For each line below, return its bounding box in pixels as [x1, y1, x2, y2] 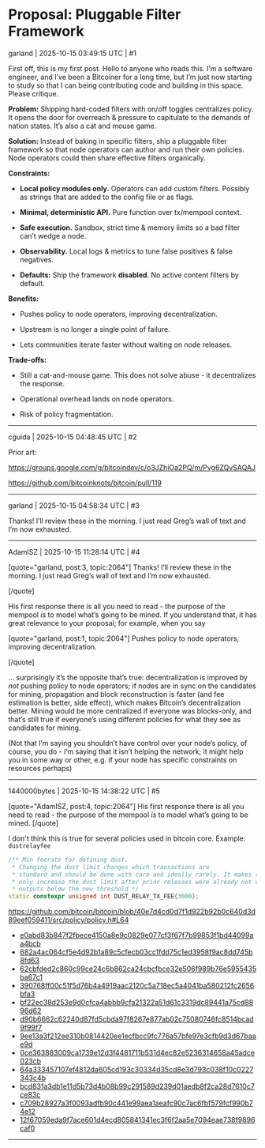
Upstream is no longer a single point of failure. [19, 324, 171, 333]
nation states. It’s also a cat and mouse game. [8, 121, 157, 130]
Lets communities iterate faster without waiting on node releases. [19, 340, 233, 349]
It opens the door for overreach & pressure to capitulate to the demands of [8, 112, 251, 122]
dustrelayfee [8, 841, 51, 850]
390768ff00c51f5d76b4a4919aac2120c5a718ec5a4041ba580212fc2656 [19, 981, 255, 991]
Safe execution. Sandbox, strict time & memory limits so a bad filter [19, 223, 241, 232]
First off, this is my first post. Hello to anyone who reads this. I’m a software [8, 63, 253, 73]
